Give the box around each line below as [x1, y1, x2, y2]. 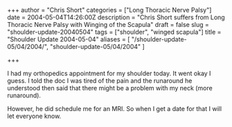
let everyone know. [7, 112, 62, 120]
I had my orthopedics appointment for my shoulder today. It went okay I [7, 69, 211, 77]
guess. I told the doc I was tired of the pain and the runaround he [7, 77, 193, 85]
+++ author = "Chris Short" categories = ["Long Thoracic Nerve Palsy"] [7, 6, 212, 14]
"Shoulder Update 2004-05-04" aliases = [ [7, 35, 130, 43]
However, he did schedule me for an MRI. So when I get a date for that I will [7, 105, 222, 113]
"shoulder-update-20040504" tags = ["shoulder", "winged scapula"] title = [7, 28, 222, 36]
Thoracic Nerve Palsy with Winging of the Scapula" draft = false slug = [7, 21, 210, 28]
